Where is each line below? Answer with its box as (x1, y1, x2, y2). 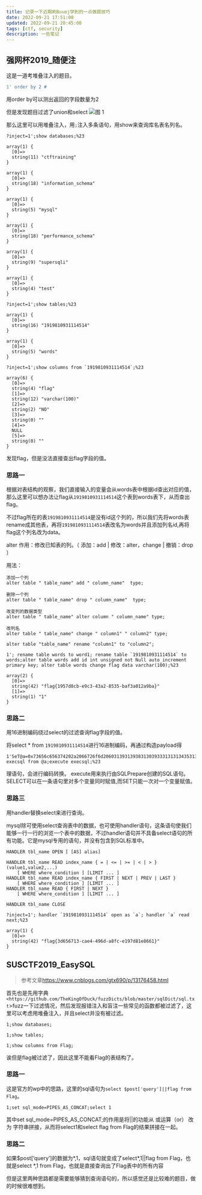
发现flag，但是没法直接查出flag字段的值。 (6, 454, 110, 461)
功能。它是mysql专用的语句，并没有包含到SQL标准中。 (11, 836, 147, 844)
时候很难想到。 (11, 1182, 49, 1190)
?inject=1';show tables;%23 (6, 301, 77, 307)
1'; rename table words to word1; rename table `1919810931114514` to (6, 652, 187, 658)
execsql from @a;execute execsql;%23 (6, 759, 101, 765)
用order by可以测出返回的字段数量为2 (6, 96, 99, 103)
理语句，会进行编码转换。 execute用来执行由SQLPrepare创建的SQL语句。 (6, 770, 189, 777)
